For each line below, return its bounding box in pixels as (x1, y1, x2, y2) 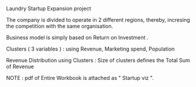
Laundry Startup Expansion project (6, 5, 91, 12)
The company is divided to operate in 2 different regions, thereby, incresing (6, 16, 191, 23)
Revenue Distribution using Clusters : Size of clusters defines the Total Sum (6, 57, 191, 63)
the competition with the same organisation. (6, 23, 114, 29)
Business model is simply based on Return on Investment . (6, 34, 149, 41)
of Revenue (6, 63, 34, 70)
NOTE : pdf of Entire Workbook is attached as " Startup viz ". (6, 75, 154, 81)
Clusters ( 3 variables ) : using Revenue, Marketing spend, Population (6, 45, 175, 52)
